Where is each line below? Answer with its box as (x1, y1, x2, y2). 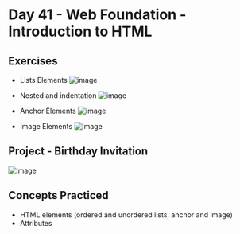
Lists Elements (19, 76, 68, 84)
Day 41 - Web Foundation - (8, 6, 187, 24)
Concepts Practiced (8, 189, 109, 202)
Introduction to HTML (8, 22, 153, 41)
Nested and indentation (19, 91, 97, 100)
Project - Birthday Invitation (8, 145, 149, 158)
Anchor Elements (19, 106, 77, 115)
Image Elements (19, 122, 73, 131)
